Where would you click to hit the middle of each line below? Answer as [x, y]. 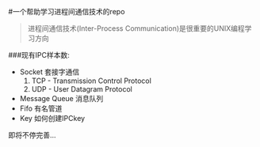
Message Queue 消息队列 [61, 98]
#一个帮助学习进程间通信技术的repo [67, 11]
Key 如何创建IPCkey [52, 118]
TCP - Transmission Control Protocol [92, 81]
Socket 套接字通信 [50, 72]
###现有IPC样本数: [39, 55]
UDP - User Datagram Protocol [82, 89]
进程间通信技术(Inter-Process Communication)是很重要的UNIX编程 [136, 28]
